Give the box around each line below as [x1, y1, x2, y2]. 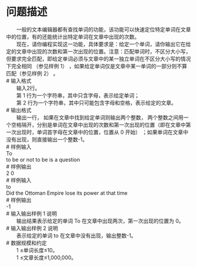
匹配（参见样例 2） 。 [6, 70, 59, 77]
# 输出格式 [6, 106, 32, 113]
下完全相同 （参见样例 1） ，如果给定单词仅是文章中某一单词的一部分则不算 [6, 62, 188, 69]
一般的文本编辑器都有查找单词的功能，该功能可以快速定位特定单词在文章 [16, 26, 191, 33]
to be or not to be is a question [6, 156, 80, 163]
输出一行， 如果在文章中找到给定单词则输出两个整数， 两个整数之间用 [16, 114, 184, 121]
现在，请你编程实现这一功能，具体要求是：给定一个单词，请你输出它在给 [16, 40, 191, 48]
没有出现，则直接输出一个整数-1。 [6, 136, 88, 143]
